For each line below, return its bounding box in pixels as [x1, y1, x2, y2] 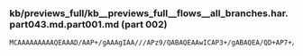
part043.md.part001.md [9, 18, 120, 30]
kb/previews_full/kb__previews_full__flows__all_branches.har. [9, 7, 289, 20]
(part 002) [121, 18, 168, 30]
